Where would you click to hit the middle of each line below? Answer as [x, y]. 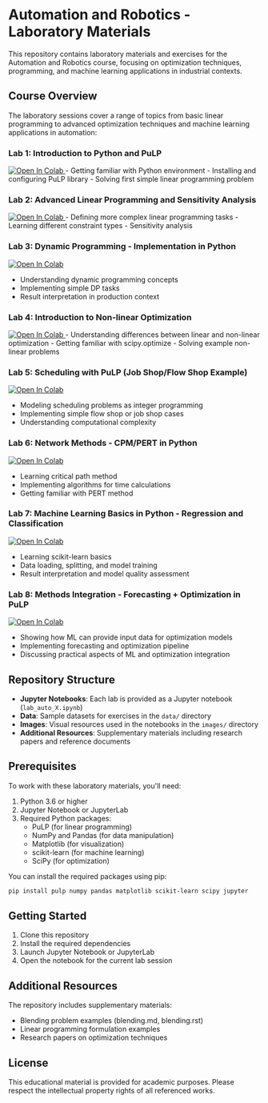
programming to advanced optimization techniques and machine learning [129, 124]
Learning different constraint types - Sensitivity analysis [101, 226]
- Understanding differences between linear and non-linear [162, 335]
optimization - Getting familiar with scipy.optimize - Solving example [121, 343]
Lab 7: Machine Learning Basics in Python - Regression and [126, 514]
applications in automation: [53, 132]
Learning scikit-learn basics [66, 556]
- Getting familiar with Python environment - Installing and [161, 170]
